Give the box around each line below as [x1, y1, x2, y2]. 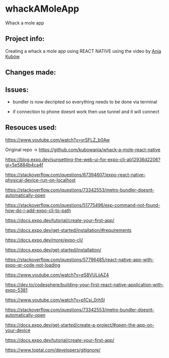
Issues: [5, 85, 29, 94]
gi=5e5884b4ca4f [5, 162, 44, 168]
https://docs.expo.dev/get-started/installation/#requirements [5, 227, 132, 233]
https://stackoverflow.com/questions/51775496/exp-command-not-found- [5, 202, 160, 208]
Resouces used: [5, 123, 57, 132]
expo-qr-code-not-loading [5, 262, 61, 268]
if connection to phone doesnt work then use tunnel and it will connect [12, 109, 160, 115]
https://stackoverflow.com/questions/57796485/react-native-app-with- [5, 257, 154, 263]
